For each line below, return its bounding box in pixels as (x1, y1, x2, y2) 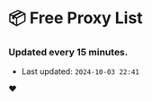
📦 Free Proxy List (8, 8, 143, 29)
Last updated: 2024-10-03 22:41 (21, 66, 140, 77)
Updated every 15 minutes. (8, 46, 129, 59)
